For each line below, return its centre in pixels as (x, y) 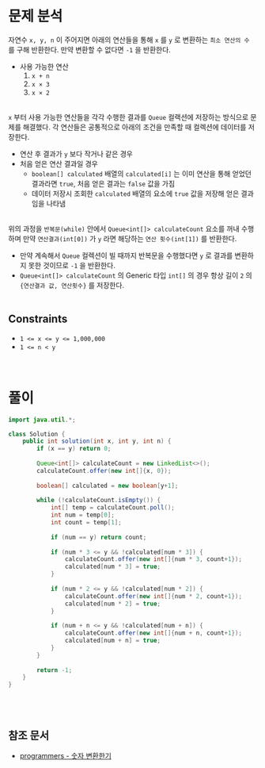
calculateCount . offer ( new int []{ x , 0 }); (104, 470)
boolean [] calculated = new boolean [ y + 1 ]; (108, 486)
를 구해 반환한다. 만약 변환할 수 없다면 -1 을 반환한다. (90, 49)
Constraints (38, 319)
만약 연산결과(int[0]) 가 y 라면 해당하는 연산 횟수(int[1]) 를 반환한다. (130, 238)
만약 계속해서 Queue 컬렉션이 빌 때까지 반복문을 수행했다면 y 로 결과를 (126, 255)
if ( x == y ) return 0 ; (74, 449)
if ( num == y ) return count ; (98, 537)
